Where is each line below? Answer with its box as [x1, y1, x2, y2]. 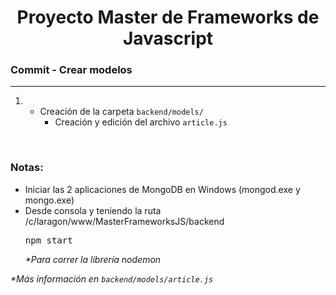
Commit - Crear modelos [10, 63, 133, 77]
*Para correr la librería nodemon [24, 253, 162, 265]
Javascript [122, 27, 214, 50]
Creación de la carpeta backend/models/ [39, 106, 204, 118]
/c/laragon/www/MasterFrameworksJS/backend [24, 215, 225, 227]
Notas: [10, 161, 44, 175]
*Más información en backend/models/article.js [10, 272, 214, 285]
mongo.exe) [24, 194, 75, 206]
